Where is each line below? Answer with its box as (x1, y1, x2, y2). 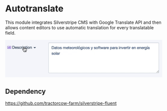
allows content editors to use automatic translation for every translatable (5, 24, 154, 30)
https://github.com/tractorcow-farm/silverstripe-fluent (5, 100, 117, 106)
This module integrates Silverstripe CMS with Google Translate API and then (5, 19, 162, 25)
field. (5, 30, 16, 36)
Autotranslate (5, 3, 64, 14)
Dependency (5, 87, 46, 96)
